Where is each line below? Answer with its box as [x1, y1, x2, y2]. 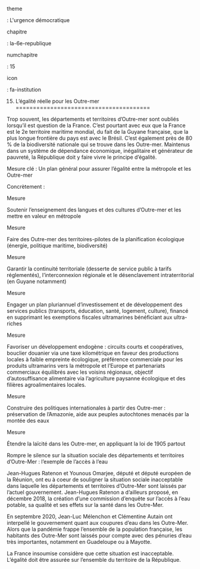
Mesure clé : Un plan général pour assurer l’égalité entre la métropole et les [7, 165, 192, 172]
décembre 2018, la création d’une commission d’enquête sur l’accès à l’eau [7, 495, 190, 502]
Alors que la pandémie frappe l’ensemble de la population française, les [7, 525, 183, 533]
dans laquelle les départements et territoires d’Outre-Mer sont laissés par [7, 482, 187, 489]
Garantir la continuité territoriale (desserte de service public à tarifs [7, 265, 172, 272]
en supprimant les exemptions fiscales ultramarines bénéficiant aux [7, 313, 173, 321]
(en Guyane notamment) [7, 278, 67, 285]
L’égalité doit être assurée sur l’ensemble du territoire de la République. [7, 556, 181, 563]
